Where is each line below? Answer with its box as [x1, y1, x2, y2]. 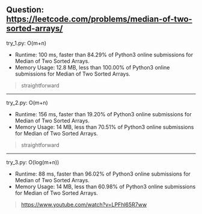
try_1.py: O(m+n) [6, 39, 47, 47]
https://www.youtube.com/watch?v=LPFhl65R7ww [20, 201, 147, 208]
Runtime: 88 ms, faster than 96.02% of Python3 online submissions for [14, 170, 191, 177]
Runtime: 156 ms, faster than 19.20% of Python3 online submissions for [14, 110, 192, 117]
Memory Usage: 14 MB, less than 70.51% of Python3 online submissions [14, 123, 194, 131]
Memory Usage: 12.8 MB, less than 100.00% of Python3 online [14, 64, 170, 71]
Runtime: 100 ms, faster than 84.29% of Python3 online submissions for [14, 51, 194, 58]
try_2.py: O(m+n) [6, 99, 48, 106]
